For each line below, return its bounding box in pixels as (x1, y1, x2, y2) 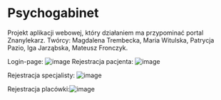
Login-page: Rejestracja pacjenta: (7, 57, 134, 65)
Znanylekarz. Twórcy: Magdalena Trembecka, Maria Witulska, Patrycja (7, 35, 215, 44)
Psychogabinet (7, 5, 99, 21)
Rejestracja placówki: (7, 84, 70, 93)
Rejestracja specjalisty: (7, 71, 76, 79)
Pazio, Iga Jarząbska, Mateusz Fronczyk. (7, 43, 128, 52)
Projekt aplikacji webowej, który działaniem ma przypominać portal (7, 28, 204, 37)
